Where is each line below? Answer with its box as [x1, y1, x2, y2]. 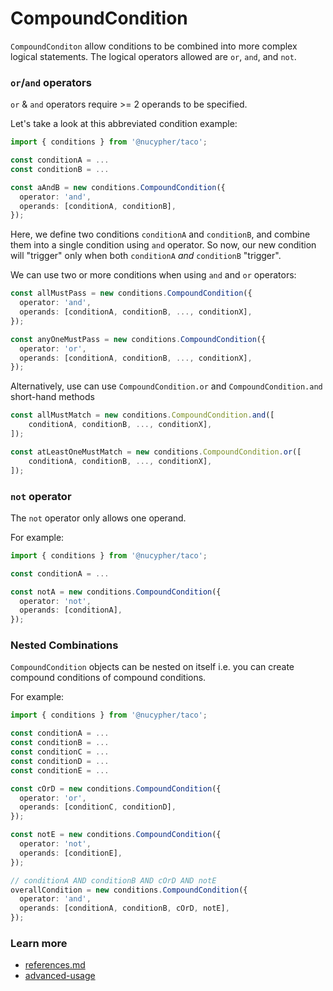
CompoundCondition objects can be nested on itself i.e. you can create [10, 661, 295, 673]
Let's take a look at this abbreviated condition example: [10, 118, 238, 130]
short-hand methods [10, 391, 95, 403]
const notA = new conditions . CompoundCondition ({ [10, 587, 222, 597]
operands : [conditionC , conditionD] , [19, 802, 177, 812]
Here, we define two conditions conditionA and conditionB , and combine [10, 228, 311, 241]
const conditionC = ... [10, 747, 110, 757]
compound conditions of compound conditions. [10, 672, 207, 684]
